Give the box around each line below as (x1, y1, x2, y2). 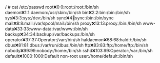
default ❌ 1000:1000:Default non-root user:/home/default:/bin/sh (5, 53, 133, 59)
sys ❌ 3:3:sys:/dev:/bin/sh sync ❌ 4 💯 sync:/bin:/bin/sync (5, 15, 114, 21)
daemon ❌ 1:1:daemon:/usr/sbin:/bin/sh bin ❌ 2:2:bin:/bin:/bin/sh (5, 10, 130, 15)
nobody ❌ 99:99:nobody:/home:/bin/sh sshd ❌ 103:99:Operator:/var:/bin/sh (5, 48, 153, 53)
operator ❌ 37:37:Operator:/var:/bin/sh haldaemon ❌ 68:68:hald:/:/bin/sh (5, 37, 147, 43)
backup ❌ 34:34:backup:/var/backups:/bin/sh (5, 31, 95, 37)
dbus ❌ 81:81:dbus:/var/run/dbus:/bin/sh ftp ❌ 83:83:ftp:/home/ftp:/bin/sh (5, 42, 149, 48)
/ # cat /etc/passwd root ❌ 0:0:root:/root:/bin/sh (5, 4, 99, 10)
